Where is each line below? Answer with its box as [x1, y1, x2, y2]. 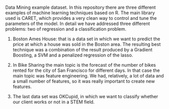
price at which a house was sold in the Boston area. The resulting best [12, 41, 161, 47]
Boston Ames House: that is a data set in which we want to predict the [12, 36, 160, 42]
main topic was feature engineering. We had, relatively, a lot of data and [12, 73, 164, 78]
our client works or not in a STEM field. [12, 99, 95, 105]
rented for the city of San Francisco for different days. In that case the [12, 67, 160, 73]
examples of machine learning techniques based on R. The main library [5, 10, 155, 16]
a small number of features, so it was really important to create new [12, 78, 155, 84]
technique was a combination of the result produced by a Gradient [12, 47, 153, 52]
